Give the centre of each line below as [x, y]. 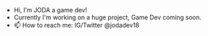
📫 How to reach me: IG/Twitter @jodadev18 [77, 25]
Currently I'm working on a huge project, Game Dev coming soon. [107, 17]
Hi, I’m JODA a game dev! [50, 10]
